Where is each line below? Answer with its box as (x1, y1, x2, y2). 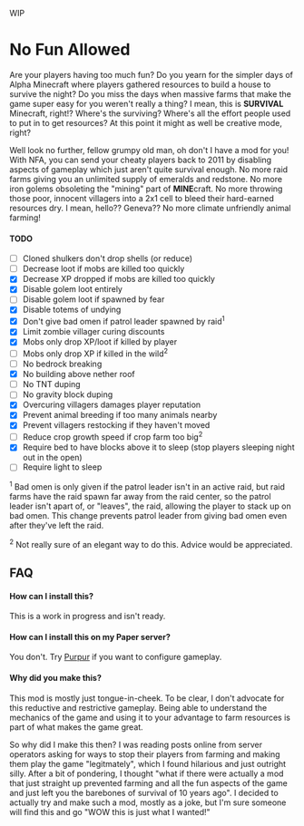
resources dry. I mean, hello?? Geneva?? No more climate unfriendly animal (9, 202, 291, 213)
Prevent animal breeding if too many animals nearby (22, 410, 218, 421)
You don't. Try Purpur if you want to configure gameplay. (9, 652, 222, 663)
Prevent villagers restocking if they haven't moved (22, 420, 211, 431)
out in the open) (22, 452, 83, 463)
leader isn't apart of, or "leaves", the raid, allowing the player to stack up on (9, 500, 292, 511)
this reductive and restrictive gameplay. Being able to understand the (9, 702, 268, 713)
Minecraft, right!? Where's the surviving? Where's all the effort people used (9, 108, 291, 119)
